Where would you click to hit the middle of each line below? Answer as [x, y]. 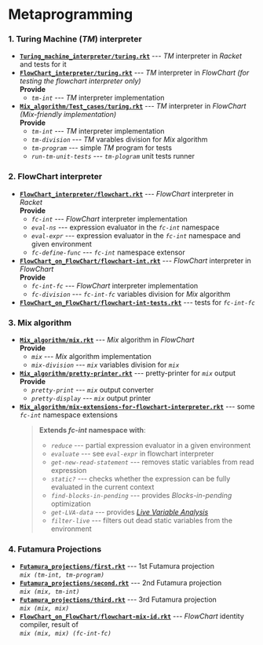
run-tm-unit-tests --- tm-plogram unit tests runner [113, 156]
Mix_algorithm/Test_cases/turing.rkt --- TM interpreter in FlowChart [133, 106]
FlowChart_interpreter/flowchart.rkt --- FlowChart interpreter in [126, 193]
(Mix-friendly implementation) [68, 115]
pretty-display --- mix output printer [91, 398]
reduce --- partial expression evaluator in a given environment [151, 445]
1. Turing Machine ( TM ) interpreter [75, 39]
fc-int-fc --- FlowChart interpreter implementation [115, 285]
